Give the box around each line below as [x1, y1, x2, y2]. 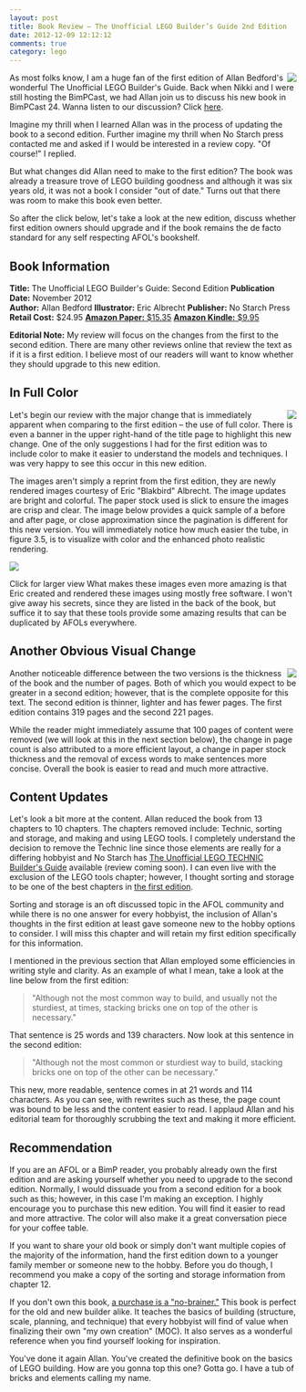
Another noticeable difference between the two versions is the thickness [9, 667, 282, 678]
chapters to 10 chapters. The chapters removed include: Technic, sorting [9, 823, 282, 834]
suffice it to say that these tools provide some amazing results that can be [9, 607, 287, 618]
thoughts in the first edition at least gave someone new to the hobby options [9, 918, 296, 929]
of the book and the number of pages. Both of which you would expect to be [9, 677, 297, 688]
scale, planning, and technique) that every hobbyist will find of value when [9, 1316, 289, 1327]
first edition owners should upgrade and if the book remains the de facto [9, 223, 282, 234]
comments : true [9, 38, 67, 48]
